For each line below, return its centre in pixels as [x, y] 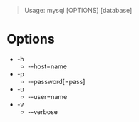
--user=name [47, 96]
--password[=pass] [56, 81]
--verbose [43, 112]
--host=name [47, 66]
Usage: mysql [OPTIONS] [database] [78, 10]
